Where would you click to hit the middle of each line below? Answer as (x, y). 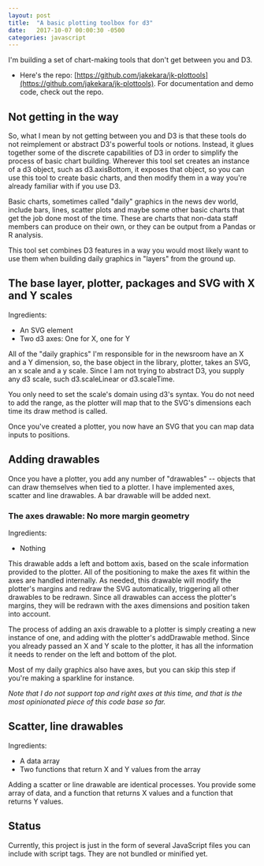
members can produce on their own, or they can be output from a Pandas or (132, 227)
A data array (40, 761)
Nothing (32, 548)
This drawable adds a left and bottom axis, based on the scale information (128, 563)
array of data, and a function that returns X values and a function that (121, 793)
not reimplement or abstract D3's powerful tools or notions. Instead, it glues (131, 144)
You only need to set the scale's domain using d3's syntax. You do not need (131, 394)
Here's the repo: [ (48, 75)
